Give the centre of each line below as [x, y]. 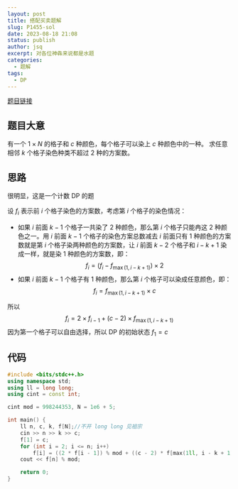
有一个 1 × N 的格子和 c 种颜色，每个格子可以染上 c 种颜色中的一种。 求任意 [118, 144]
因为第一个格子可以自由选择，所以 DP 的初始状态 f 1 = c [88, 333]
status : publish [31, 40]
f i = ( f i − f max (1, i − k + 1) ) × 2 [124, 266]
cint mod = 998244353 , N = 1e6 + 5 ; [61, 407]
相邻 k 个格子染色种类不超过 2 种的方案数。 [70, 153]
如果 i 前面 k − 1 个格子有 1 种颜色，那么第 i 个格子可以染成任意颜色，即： [124, 279]
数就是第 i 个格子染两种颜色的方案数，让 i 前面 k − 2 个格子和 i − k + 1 [118, 245]
